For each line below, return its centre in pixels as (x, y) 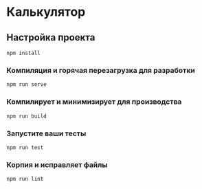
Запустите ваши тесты (46, 133)
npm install (23, 53)
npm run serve (27, 85)
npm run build (27, 116)
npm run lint (25, 179)
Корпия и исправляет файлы (57, 164)
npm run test (25, 147)
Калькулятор (46, 12)
